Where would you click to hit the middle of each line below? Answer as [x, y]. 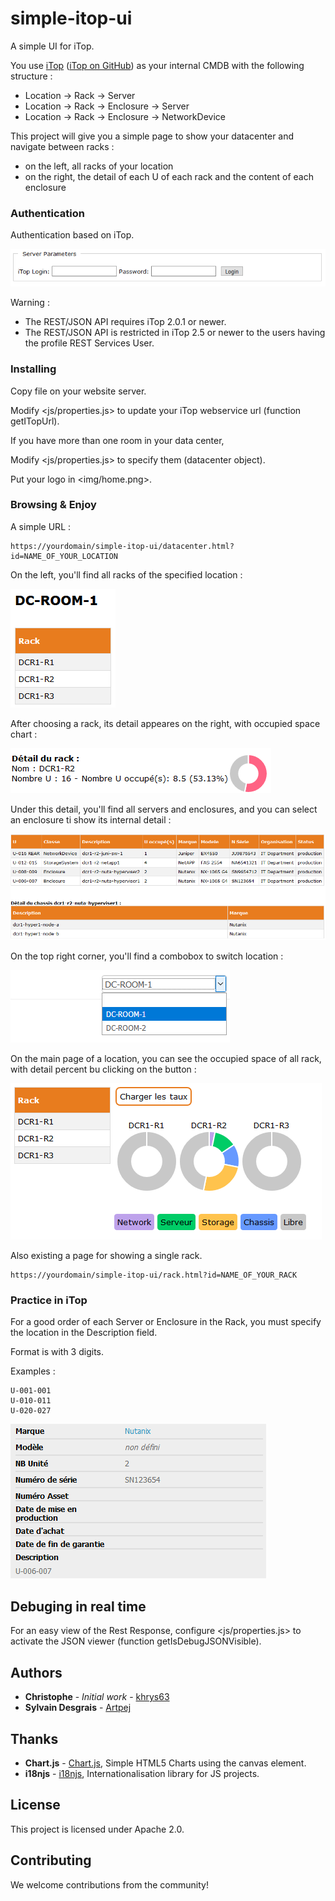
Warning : [30, 303]
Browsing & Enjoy [53, 505]
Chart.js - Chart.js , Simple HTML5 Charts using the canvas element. [165, 1763]
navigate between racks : [62, 146]
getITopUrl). [35, 421]
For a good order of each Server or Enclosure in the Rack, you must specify [166, 1322]
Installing [33, 369]
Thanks [34, 1738]
